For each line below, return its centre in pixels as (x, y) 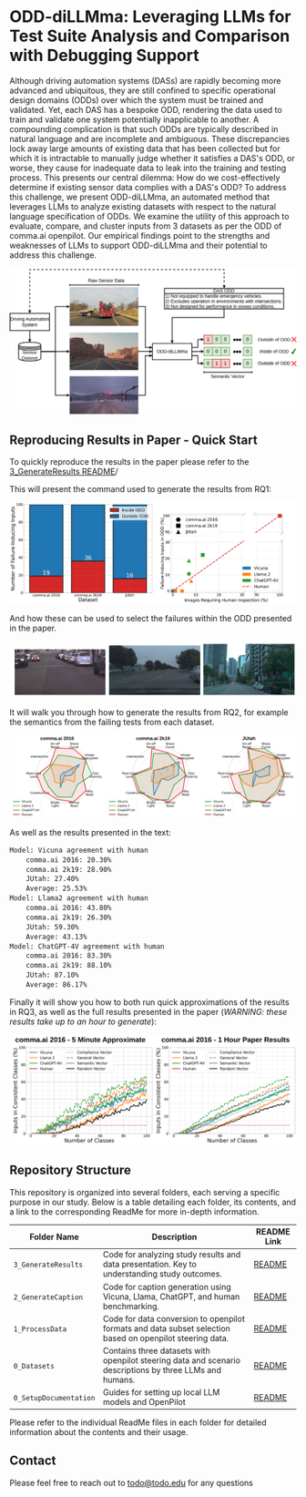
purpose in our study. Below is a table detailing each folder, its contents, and (153, 1202)
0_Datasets (34, 1366)
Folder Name (54, 1236)
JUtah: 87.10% (52, 975)
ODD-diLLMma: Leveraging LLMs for (150, 17)
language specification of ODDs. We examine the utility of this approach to (149, 216)
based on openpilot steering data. (166, 1338)
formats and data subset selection (167, 1328)
